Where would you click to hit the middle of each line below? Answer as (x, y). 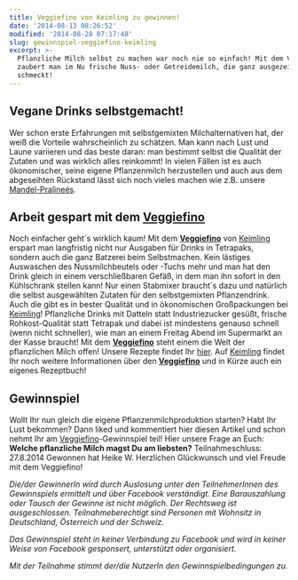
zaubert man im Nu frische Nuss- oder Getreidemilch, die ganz (136, 68)
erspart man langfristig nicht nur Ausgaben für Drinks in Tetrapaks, (132, 248)
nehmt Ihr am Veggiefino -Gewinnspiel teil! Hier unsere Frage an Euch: (137, 439)
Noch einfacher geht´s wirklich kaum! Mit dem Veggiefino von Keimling (140, 238)
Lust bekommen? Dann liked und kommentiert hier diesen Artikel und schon (148, 429)
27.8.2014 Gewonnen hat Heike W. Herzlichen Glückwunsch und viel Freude (148, 457)
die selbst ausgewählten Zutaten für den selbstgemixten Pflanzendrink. (139, 295)
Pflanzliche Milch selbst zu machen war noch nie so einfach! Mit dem (150, 59)
